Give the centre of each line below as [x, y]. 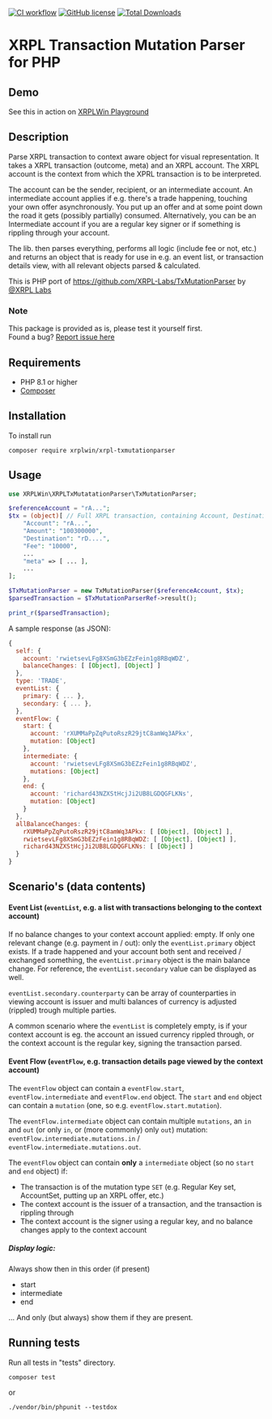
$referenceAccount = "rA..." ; [59, 509]
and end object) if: [38, 1171]
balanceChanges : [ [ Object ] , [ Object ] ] [92, 666]
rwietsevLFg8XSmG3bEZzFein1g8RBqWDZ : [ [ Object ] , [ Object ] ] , [130, 839]
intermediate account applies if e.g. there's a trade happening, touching [128, 198]
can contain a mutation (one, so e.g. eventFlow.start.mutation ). [115, 1105]
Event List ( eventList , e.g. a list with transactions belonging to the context [135, 908]
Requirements [45, 362]
